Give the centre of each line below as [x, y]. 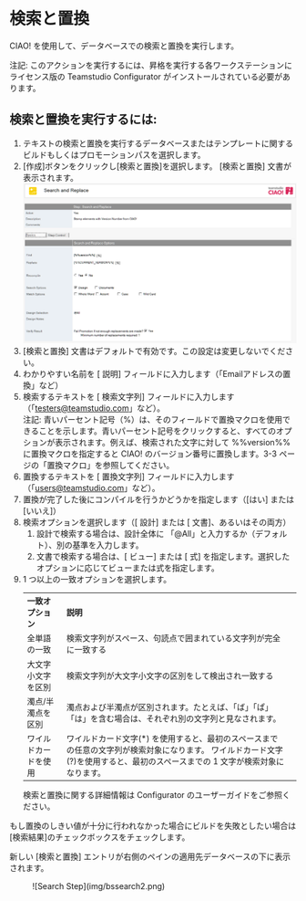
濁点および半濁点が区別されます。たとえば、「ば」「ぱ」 [169, 707]
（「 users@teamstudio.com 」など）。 [91, 487]
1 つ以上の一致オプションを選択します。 [97, 579]
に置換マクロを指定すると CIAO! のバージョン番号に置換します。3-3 [150, 454]
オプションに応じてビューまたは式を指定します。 [128, 568]
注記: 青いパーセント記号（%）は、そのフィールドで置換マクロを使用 [153, 419]
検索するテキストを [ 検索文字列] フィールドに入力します [128, 396]
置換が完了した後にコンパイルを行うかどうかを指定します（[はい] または [158, 499]
